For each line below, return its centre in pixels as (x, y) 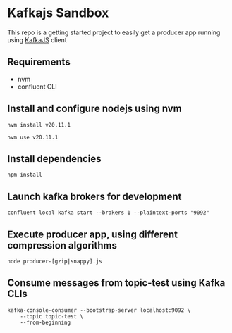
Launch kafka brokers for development (94, 196)
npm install (25, 175)
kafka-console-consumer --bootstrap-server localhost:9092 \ (99, 310)
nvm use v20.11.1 (33, 137)
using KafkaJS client (37, 39)
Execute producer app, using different (93, 234)
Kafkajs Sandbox (58, 13)
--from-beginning (45, 322)
